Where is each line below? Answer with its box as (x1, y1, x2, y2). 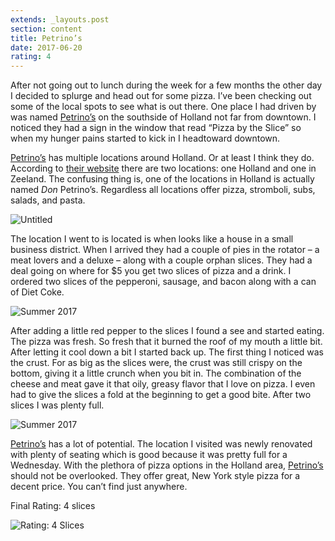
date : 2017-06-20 (10, 42, 83, 53)
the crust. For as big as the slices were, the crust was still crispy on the (10, 357, 303, 369)
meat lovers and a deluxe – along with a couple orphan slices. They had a (10, 254, 313, 266)
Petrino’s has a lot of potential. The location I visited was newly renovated (10, 438, 313, 450)
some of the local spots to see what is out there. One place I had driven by (10, 101, 317, 113)
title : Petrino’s (10, 33, 83, 43)
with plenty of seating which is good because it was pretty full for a (10, 449, 288, 461)
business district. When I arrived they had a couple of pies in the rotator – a (10, 244, 320, 256)
